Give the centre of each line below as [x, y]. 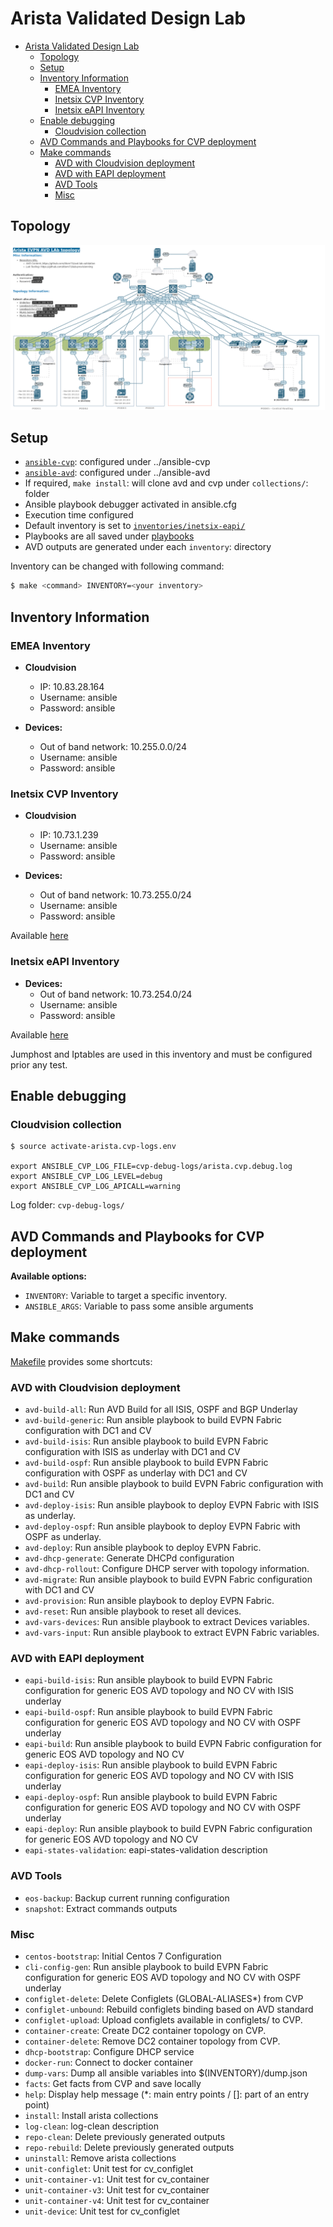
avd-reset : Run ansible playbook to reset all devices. [133, 1611]
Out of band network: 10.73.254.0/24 [116, 994]
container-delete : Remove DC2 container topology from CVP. [152, 2041]
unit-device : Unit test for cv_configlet [102, 2211]
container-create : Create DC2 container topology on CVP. [145, 2031]
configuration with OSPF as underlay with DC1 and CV [136, 1473]
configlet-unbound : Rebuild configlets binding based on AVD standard [169, 2009]
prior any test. [39, 1064]
